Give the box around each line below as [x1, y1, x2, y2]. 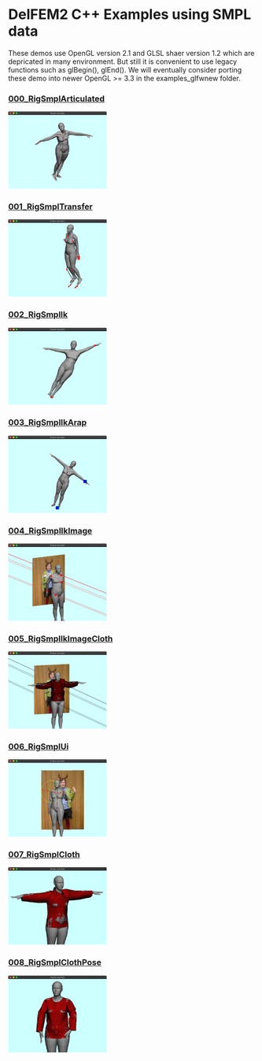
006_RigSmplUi [8, 741, 69, 752]
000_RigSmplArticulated [8, 93, 105, 104]
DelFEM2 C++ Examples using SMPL [8, 6, 252, 24]
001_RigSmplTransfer [8, 201, 93, 212]
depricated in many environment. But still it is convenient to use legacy [8, 57, 238, 66]
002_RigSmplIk [8, 309, 68, 320]
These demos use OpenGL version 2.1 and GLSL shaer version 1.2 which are [8, 48, 255, 58]
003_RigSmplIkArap [8, 417, 87, 428]
